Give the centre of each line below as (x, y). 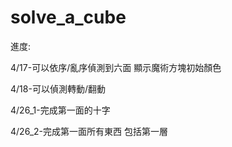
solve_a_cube (68, 17)
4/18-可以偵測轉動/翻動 (58, 88)
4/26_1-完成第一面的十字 (60, 110)
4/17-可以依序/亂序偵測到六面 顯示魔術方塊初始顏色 (116, 67)
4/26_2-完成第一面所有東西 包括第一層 (89, 131)
